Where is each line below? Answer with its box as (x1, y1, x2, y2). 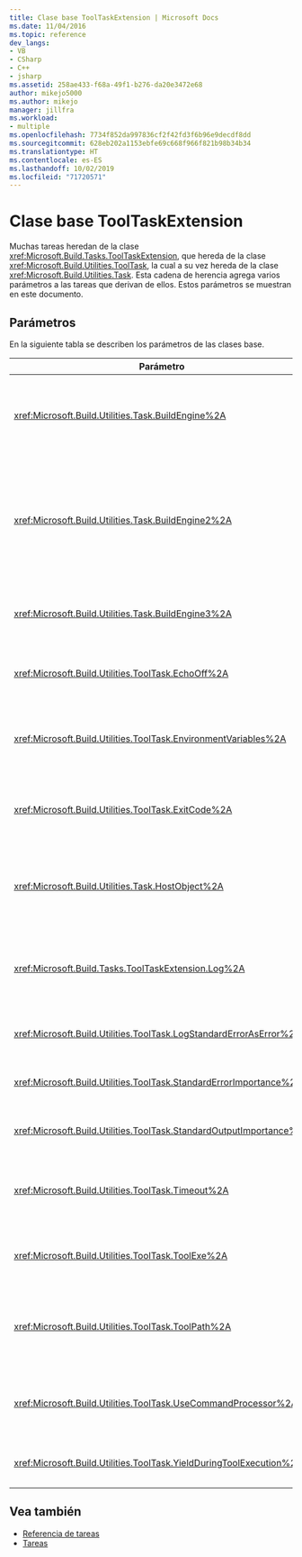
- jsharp (9, 72, 42, 81)
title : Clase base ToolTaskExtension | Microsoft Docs (9, 13, 219, 23)
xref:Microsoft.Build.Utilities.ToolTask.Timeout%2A (13, 1184, 229, 1197)
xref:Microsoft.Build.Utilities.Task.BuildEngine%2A (13, 409, 226, 422)
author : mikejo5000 (9, 88, 83, 97)
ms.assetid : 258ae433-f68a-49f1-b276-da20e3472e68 (9, 80, 203, 89)
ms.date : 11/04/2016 (9, 22, 87, 31)
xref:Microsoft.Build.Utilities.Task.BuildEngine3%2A (13, 607, 232, 620)
